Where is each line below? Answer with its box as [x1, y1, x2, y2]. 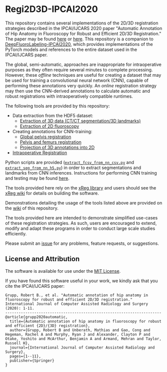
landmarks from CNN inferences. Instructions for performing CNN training [5, 170, 157, 176]
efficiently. [5, 230, 27, 236]
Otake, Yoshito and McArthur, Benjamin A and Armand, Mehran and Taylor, [5, 336, 162, 341]
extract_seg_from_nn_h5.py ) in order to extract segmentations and [5, 165, 141, 171]
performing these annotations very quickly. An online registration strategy [5, 82, 157, 88]
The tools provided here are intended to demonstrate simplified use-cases [5, 214, 158, 220]
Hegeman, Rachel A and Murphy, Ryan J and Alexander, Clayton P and [5, 332, 151, 337]
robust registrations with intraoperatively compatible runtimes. [5, 93, 133, 99]
